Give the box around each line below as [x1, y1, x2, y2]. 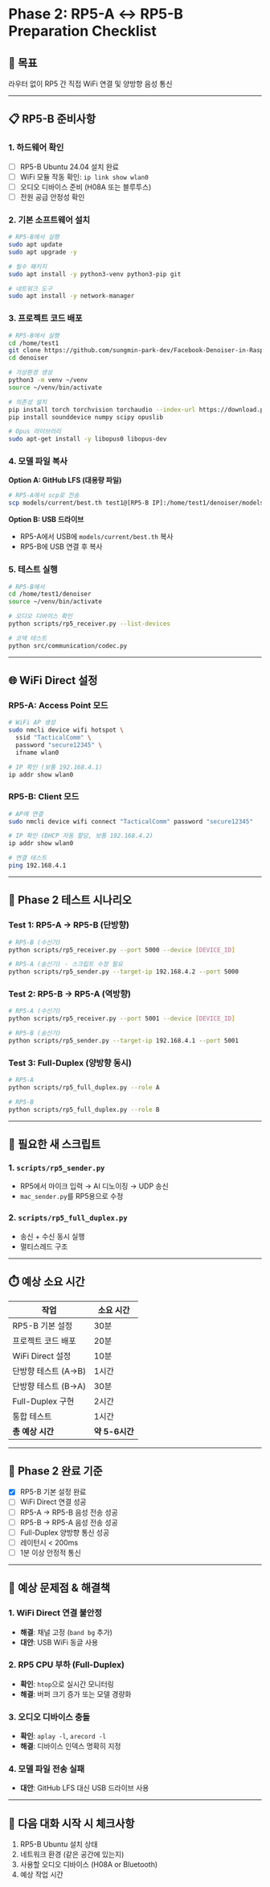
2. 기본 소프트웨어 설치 [8, 214, 91, 226]
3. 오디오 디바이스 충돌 [8, 1711, 91, 1723]
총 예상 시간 [12, 1425, 55, 1437]
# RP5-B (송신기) [8, 1029, 62, 1038]
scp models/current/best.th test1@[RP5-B [8, 499, 149, 508]
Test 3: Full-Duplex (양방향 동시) [8, 1057, 133, 1068]
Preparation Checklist [8, 22, 157, 40]
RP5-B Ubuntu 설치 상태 [19, 1839, 98, 1849]
